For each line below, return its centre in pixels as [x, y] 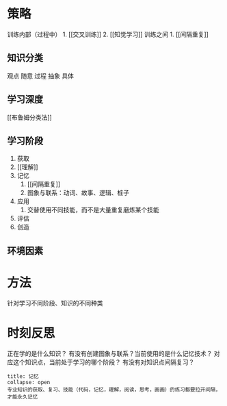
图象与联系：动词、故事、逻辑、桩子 [78, 193]
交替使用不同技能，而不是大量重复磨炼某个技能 [93, 210]
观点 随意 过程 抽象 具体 [40, 75]
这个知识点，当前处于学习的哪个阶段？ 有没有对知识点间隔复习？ [104, 362]
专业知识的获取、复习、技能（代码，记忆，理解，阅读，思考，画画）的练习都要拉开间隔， [114, 390]
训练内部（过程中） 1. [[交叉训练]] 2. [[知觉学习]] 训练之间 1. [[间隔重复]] [108, 34]
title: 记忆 [23, 376]
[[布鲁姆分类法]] [30, 117]
